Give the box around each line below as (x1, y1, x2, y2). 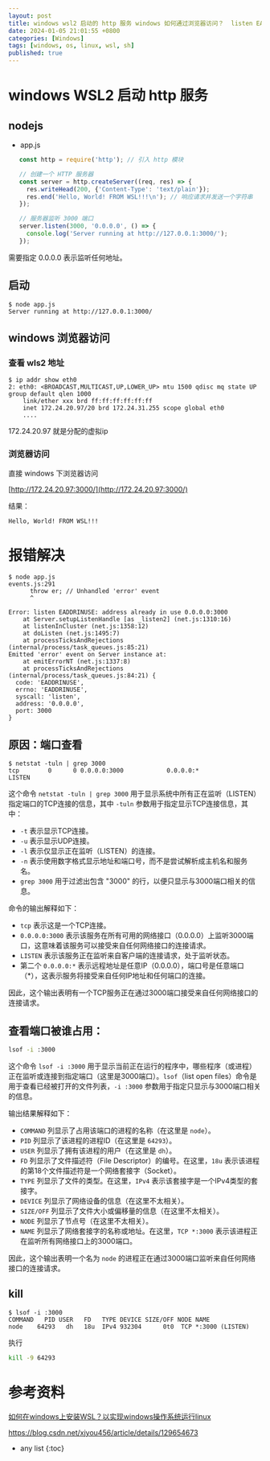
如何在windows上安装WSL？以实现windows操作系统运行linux (8, 1411, 211, 1421)
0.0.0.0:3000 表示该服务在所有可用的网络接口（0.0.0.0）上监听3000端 (19, 931, 255, 940)
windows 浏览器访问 (8, 331, 111, 344)
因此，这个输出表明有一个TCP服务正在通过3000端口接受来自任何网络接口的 (8, 988, 259, 998)
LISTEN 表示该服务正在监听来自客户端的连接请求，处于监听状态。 (19, 951, 235, 961)
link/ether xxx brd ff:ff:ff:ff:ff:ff (22, 397, 153, 405)
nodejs (8, 118, 44, 133)
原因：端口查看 (8, 738, 83, 751)
